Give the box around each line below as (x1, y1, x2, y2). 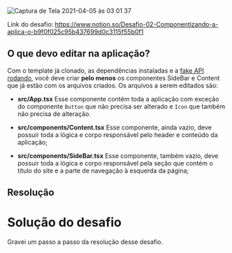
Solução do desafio (7, 215, 122, 231)
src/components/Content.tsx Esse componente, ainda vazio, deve (17, 123, 212, 131)
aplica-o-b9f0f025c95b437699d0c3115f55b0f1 (7, 28, 144, 36)
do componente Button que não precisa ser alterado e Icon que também (17, 102, 226, 110)
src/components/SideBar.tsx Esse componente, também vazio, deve (17, 151, 219, 160)
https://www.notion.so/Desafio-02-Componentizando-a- (55, 20, 219, 28)
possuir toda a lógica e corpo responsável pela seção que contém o (17, 159, 213, 167)
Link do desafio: (7, 20, 54, 28)
